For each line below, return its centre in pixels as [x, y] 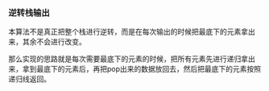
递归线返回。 [29, 79]
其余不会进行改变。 [54, 42]
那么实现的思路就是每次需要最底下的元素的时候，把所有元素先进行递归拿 [128, 59]
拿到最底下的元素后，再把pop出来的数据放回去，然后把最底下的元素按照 [142, 69]
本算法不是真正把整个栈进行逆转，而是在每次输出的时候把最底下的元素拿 [128, 32]
